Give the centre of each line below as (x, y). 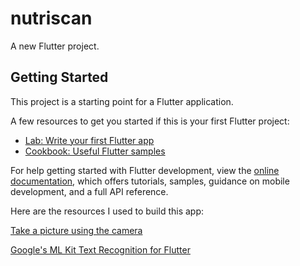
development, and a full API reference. (89, 191)
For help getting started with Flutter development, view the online (145, 170)
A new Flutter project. (55, 46)
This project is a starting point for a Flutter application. (122, 101)
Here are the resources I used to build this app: (107, 211)
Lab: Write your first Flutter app (89, 140)
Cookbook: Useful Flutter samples (95, 151)
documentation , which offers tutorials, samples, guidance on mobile (150, 181)
